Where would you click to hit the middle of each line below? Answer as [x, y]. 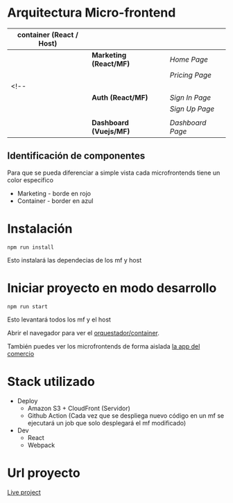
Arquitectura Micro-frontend [92, 13]
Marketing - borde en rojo [54, 193]
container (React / [48, 35]
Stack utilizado [51, 381]
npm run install [31, 247]
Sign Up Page [192, 109]
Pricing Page [190, 75]
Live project [24, 492]
